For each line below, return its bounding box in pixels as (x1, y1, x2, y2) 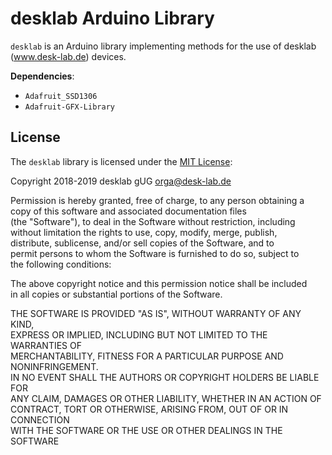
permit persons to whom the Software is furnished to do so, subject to (10, 247, 300, 259)
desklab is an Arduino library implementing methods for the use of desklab (10, 40, 317, 52)
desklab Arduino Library (10, 7, 215, 30)
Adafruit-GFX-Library (24, 102, 115, 112)
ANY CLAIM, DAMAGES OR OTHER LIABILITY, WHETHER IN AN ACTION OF (10, 392, 322, 404)
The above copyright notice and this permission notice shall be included (10, 277, 308, 289)
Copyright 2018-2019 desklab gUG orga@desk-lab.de (10, 175, 232, 187)
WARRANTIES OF (10, 339, 82, 351)
